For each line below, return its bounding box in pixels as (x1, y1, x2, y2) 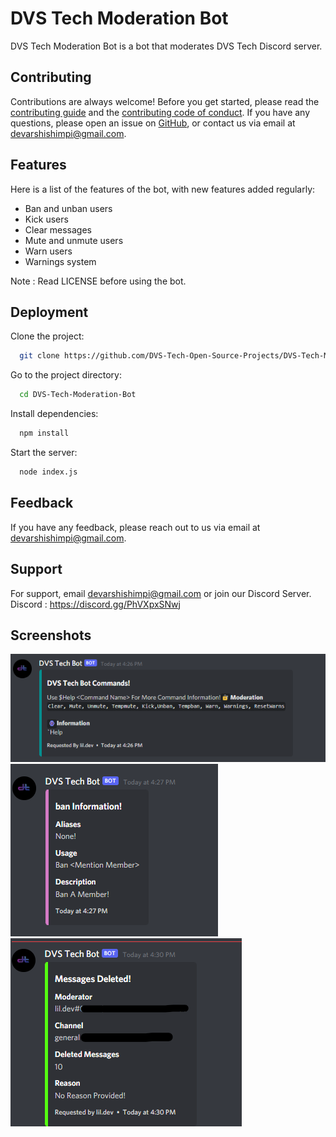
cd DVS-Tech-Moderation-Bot (19, 390, 137, 400)
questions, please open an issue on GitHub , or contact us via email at (10, 117, 296, 129)
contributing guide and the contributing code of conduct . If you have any (10, 106, 311, 118)
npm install (19, 428, 70, 439)
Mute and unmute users (24, 234, 124, 246)
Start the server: (10, 447, 78, 458)
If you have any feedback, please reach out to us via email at (10, 521, 261, 533)
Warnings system (24, 255, 97, 267)
